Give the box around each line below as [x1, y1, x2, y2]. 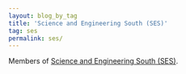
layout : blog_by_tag [8, 11, 78, 20]
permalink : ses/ [8, 34, 63, 43]
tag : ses [8, 27, 38, 35]
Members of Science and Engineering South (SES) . [8, 56, 179, 66]
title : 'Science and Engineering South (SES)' [8, 19, 168, 27]
